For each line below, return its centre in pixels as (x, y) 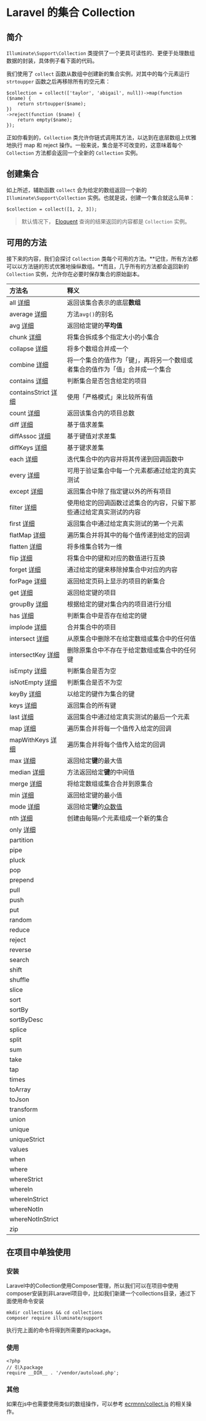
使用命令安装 (28, 1301)
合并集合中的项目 (92, 627)
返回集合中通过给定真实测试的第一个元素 (125, 524)
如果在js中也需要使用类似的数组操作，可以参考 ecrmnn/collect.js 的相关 (96, 1404)
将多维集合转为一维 (95, 546)
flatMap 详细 (28, 535)
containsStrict (30, 392)
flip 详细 (21, 558)
